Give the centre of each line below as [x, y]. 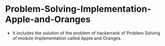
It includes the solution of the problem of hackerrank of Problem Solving [86, 33]
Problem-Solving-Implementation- [78, 9]
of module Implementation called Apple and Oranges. [67, 38]
